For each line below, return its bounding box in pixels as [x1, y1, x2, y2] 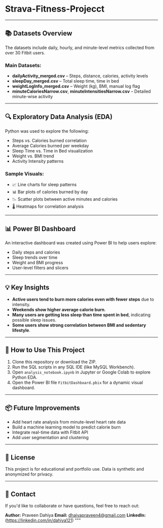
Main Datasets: [5, 62, 42, 68]
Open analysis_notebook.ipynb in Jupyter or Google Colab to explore [12, 369, 151, 375]
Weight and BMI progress [12, 259, 63, 265]
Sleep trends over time [12, 254, 58, 260]
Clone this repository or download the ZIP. [12, 358, 97, 365]
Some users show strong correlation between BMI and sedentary [12, 322, 147, 328]
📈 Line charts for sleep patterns [12, 182, 77, 187]
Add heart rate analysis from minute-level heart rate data [12, 419, 126, 425]
